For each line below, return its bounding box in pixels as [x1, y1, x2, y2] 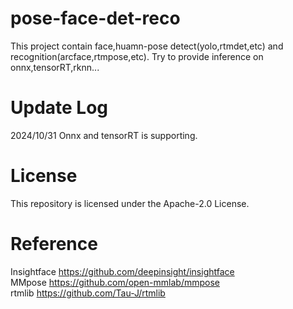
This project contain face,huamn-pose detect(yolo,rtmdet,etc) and [10, 40, 284, 52]
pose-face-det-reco [10, 7, 181, 30]
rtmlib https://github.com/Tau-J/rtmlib [10, 287, 166, 299]
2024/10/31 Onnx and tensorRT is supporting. [10, 129, 198, 141]
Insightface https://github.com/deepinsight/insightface [10, 265, 235, 277]
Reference [10, 233, 98, 255]
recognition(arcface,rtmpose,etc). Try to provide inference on [10, 50, 264, 62]
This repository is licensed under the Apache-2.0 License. [10, 197, 250, 209]
